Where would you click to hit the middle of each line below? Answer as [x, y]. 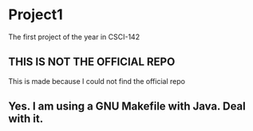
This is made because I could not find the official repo [97, 81]
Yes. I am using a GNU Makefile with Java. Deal [127, 107]
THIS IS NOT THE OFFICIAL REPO [92, 62]
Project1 [36, 15]
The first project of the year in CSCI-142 [74, 37]
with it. [26, 119]
